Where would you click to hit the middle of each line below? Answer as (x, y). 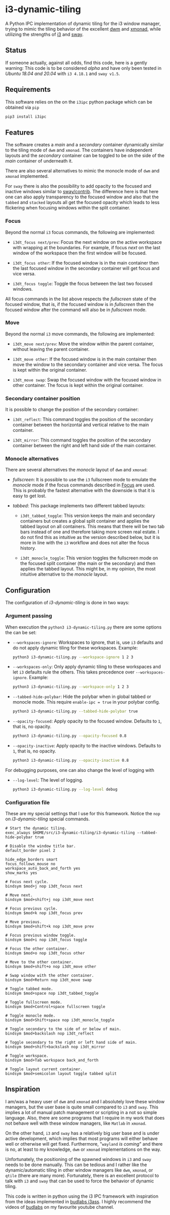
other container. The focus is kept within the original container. (78, 385)
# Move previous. (24, 922)
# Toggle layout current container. (44, 1069)
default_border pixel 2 (30, 851)
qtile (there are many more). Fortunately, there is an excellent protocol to (82, 1175)
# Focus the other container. (37, 949)
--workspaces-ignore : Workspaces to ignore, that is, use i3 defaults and (88, 642)
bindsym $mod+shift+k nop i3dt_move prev (50, 926)
